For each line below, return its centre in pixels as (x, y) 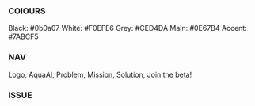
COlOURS (27, 11)
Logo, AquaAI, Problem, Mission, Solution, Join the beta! (100, 74)
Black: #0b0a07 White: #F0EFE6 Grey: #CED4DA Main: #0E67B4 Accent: (127, 28)
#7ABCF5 (23, 36)
